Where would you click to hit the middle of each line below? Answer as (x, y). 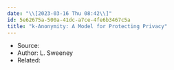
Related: (29, 60)
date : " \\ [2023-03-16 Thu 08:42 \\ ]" (59, 13)
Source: (28, 46)
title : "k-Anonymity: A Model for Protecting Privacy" (87, 26)
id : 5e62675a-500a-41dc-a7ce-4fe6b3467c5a (69, 20)
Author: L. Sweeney (45, 53)
